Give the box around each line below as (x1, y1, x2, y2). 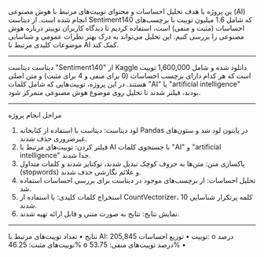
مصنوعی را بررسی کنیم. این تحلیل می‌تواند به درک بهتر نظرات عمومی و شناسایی (8, 31, 245, 41)
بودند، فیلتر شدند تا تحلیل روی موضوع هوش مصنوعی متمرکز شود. (8, 88, 201, 97)
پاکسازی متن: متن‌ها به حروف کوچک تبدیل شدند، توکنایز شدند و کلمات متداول (19, 159, 245, 168)
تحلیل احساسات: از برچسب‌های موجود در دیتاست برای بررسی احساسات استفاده (19, 176, 256, 185)
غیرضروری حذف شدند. (19, 134, 87, 143)
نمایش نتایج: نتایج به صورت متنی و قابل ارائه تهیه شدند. (19, 209, 180, 218)
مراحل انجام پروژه (8, 110, 62, 119)
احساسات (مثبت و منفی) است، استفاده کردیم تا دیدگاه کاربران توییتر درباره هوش (8, 24, 245, 32)
